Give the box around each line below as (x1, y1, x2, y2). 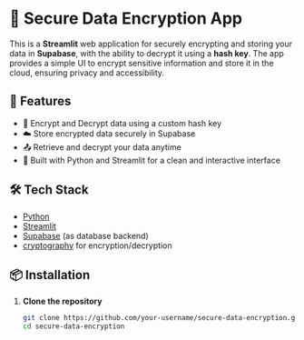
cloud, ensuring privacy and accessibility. (9, 67, 165, 78)
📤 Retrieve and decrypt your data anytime (22, 141, 181, 153)
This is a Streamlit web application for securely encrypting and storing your (9, 38, 293, 49)
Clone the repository (22, 295, 103, 307)
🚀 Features (9, 94, 72, 109)
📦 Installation (9, 267, 91, 283)
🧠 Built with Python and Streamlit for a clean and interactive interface (22, 155, 281, 165)
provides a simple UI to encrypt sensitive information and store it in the (9, 57, 274, 68)
